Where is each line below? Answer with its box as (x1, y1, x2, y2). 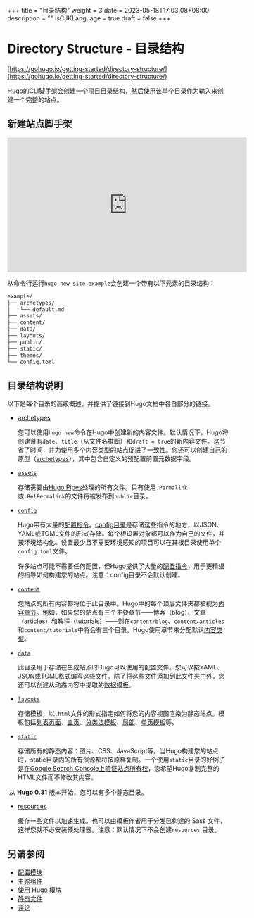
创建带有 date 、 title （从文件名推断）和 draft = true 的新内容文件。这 (17, 437, 220, 446)
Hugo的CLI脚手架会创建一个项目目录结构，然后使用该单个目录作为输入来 (7, 87, 218, 95)
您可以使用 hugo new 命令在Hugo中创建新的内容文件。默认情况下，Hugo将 (17, 428, 229, 436)
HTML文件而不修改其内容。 (17, 773, 97, 781)
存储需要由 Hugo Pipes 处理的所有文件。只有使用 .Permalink (17, 483, 188, 491)
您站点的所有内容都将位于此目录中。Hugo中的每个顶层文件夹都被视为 (17, 599, 219, 608)
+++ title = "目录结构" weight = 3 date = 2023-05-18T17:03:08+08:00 (7, 6, 210, 14)
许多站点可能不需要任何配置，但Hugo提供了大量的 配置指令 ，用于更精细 (17, 562, 225, 570)
